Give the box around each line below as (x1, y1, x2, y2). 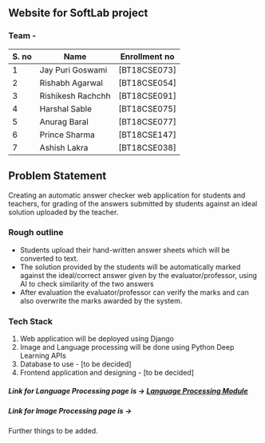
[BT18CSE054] (118, 77, 177, 88)
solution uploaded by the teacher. (8, 207, 119, 217)
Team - (8, 30, 37, 41)
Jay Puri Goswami (39, 64, 108, 75)
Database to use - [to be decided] (19, 359, 132, 369)
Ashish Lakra (39, 142, 89, 153)
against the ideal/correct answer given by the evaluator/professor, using (19, 270, 258, 280)
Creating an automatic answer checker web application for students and (8, 190, 246, 200)
